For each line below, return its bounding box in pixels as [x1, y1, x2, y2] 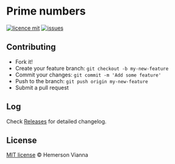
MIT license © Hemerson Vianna [6, 151, 88, 159]
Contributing [6, 42, 56, 52]
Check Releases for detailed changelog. [6, 117, 107, 125]
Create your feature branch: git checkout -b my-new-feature [15, 64, 169, 72]
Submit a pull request [15, 84, 69, 91]
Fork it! [15, 58, 34, 65]
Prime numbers [6, 4, 86, 18]
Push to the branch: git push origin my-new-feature [15, 77, 148, 84]
